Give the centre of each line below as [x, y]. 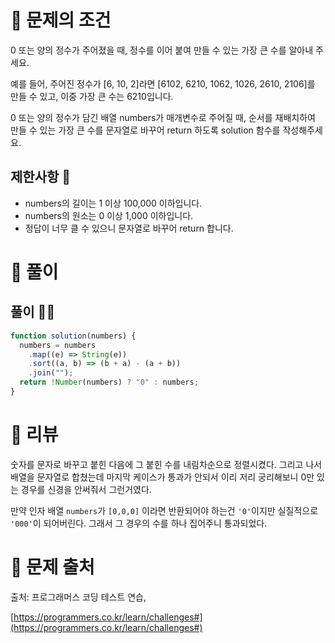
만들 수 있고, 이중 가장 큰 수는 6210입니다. [92, 96]
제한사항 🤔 [41, 177]
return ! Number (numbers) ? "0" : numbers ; [109, 382]
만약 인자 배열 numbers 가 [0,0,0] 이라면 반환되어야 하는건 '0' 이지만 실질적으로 [164, 510]
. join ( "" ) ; [51, 373]
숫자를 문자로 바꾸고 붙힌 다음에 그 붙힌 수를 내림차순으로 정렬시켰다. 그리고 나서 [166, 464]
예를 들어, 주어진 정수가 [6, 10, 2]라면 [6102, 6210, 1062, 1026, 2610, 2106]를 [163, 83]
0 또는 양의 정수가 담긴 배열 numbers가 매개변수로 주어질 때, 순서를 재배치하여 [163, 117]
